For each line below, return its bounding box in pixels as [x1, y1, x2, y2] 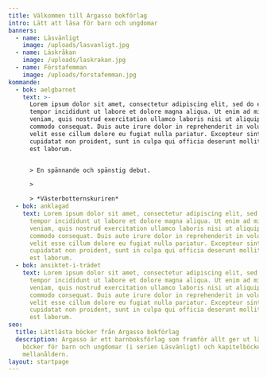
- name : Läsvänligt [15, 33, 80, 42]
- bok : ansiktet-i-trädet [15, 262, 102, 270]
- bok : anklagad [15, 202, 69, 211]
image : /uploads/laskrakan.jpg [22, 57, 126, 64]
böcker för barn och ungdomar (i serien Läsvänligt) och [22, 343, 215, 351]
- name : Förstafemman [15, 64, 87, 72]
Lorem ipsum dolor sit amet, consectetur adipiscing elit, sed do [29, 100, 254, 108]
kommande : [8, 78, 41, 86]
